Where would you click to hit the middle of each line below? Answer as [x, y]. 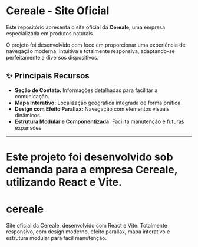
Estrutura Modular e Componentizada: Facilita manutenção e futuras [99, 121]
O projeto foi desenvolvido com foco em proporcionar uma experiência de [96, 45]
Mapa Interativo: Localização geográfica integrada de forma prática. [98, 103]
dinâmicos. [28, 115]
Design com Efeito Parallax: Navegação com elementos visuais [92, 109]
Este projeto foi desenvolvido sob [90, 157]
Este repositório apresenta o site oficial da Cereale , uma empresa [86, 27]
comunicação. [32, 96]
